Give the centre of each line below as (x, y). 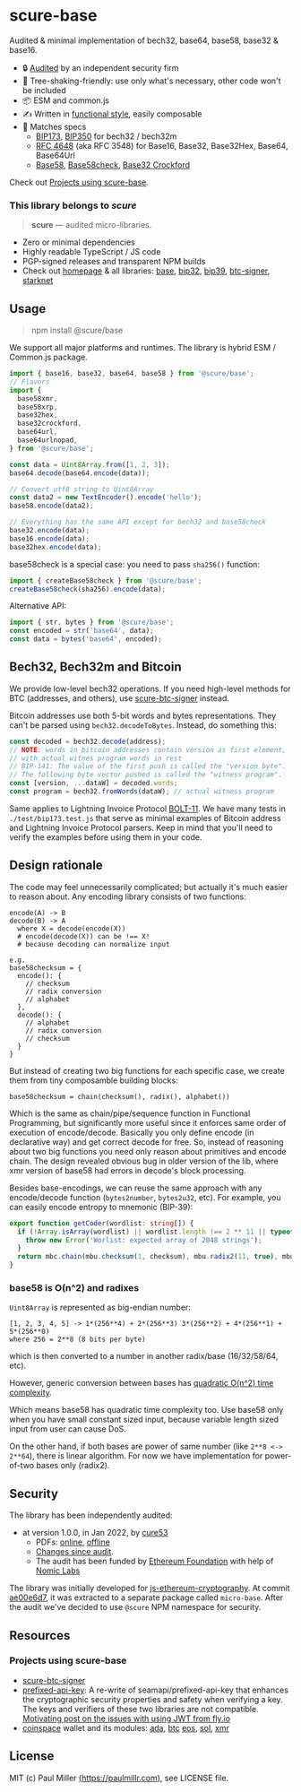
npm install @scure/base (77, 330)
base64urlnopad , (47, 440)
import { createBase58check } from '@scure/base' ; (106, 580)
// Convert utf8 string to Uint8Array (82, 489)
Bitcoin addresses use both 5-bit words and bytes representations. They (143, 715)
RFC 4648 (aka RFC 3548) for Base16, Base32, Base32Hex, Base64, (162, 145)
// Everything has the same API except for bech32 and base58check (138, 522)
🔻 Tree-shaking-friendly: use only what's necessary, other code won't (151, 81)
